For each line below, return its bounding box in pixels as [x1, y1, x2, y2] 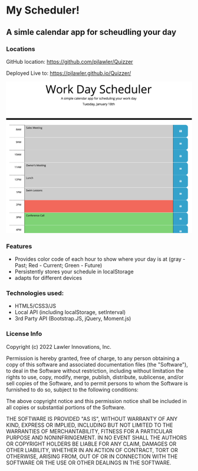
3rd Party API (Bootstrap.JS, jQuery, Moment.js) [14, 315, 131, 322]
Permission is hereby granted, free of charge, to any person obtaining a [6, 355, 180, 362]
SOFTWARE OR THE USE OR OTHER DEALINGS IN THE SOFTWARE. [6, 459, 171, 466]
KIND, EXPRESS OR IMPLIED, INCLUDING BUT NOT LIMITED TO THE [6, 421, 173, 429]
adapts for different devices [14, 274, 82, 282]
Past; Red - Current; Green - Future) [14, 262, 103, 269]
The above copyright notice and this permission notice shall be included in [6, 397, 187, 404]
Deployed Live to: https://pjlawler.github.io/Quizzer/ [6, 69, 131, 77]
